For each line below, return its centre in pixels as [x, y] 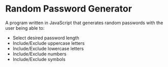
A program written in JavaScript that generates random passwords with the [84, 23]
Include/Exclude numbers [39, 54]
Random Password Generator [69, 9]
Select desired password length [46, 38]
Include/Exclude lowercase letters [48, 48]
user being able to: [25, 28]
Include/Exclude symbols [39, 59]
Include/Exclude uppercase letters [49, 43]
